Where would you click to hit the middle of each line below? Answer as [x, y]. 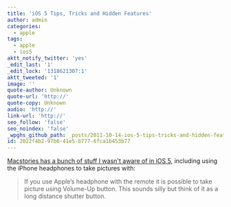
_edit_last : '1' [30, 65]
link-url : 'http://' [37, 116]
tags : [15, 39]
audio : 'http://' [32, 109]
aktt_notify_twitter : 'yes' [47, 58]
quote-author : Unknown [40, 90]
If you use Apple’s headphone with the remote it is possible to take [118, 182]
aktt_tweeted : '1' [33, 77]
